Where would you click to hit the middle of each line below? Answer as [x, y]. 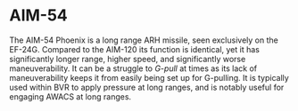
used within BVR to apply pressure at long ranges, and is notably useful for [147, 87]
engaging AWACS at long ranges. [70, 96]
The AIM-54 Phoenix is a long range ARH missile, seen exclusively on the [144, 40]
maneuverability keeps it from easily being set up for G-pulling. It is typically [149, 77]
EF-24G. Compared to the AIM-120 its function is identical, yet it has [135, 49]
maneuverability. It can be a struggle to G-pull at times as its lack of [133, 68]
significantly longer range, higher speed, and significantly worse [128, 59]
